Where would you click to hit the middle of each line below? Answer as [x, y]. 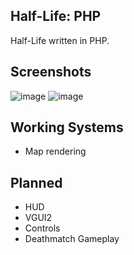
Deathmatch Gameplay [72, 239]
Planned [36, 182]
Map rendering [55, 151]
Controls [42, 228]
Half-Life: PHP [56, 16]
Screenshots [51, 72]
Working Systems [67, 127]
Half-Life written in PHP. [60, 40]
